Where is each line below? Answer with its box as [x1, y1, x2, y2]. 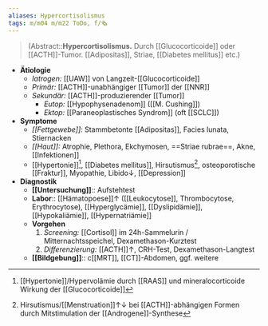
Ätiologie [19, 65, 51, 74]
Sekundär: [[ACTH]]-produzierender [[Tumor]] [31, 90, 185, 100]
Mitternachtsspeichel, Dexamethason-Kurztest [43, 237, 197, 246]
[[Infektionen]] [31, 149, 80, 160]
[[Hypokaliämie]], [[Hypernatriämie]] [31, 211, 152, 221]
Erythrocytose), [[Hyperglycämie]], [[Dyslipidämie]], [31, 202, 203, 212]
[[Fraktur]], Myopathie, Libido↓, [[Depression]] [31, 169, 186, 178]
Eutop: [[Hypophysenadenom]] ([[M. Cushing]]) [43, 99, 201, 109]
